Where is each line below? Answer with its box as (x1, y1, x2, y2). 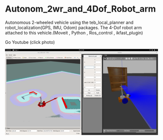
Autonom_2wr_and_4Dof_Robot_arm (5, 3, 156, 15)
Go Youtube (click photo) (5, 39, 55, 45)
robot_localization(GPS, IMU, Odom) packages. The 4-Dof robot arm (5, 24, 142, 30)
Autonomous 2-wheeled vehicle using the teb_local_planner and (5, 19, 134, 25)
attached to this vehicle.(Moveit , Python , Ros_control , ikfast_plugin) (5, 30, 143, 35)
